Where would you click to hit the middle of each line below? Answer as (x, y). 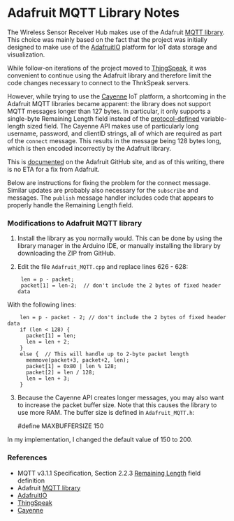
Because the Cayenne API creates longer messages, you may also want (120, 398)
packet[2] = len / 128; (60, 373)
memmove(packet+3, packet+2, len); (78, 360)
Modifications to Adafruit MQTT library (75, 223)
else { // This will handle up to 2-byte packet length (104, 354)
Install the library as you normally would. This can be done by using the (120, 238)
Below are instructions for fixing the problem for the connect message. (109, 182)
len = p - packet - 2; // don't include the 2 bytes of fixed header (123, 318)
